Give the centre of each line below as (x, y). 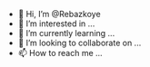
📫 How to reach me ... (60, 53)
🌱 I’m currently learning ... (66, 33)
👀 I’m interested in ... (56, 24)
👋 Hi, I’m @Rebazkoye (60, 14)
